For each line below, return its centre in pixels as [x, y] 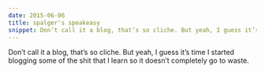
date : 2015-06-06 [37, 15]
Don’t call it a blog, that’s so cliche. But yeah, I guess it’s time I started [121, 53]
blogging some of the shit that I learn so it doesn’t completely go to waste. [129, 60]
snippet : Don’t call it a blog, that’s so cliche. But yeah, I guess [125, 30]
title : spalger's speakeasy [54, 23]
